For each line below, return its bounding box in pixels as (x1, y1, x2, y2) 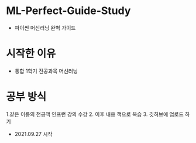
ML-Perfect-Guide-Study (6, 4, 131, 18)
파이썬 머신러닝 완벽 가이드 (14, 24, 76, 31)
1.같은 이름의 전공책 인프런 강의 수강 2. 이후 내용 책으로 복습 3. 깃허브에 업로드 (6, 110, 184, 118)
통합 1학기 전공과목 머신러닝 (14, 67, 78, 74)
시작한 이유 (6, 47, 56, 60)
